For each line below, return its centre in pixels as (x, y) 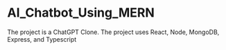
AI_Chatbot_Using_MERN (81, 13)
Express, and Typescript (42, 39)
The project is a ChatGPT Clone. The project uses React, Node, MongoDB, (113, 32)
